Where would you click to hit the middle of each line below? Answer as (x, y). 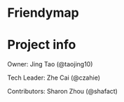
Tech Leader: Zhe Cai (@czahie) (54, 78)
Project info (42, 45)
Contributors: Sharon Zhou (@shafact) (62, 92)
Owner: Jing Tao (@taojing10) (50, 64)
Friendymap (43, 13)
